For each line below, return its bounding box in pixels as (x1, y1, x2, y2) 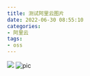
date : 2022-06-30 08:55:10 (7, 16, 84, 23)
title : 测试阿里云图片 (7, 10, 65, 17)
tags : (7, 36, 22, 42)
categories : (7, 23, 41, 29)
